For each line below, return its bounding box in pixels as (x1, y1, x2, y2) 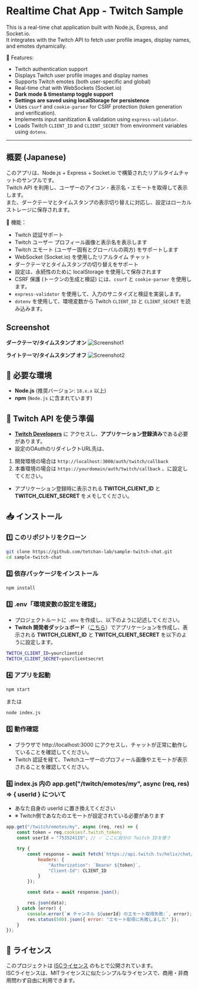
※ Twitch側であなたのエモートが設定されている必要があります (14, 812, 165, 819)
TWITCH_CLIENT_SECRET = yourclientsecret (6, 656, 104, 662)
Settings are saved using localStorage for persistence (14, 96, 150, 104)
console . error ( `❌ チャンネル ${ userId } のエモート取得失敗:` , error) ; (27, 911, 193, 917)
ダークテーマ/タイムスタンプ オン (6, 339, 87, 346)
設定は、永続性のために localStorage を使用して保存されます (14, 268, 162, 275)
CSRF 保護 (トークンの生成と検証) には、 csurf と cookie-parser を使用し (14, 275, 192, 282)
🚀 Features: (6, 54, 34, 61)
